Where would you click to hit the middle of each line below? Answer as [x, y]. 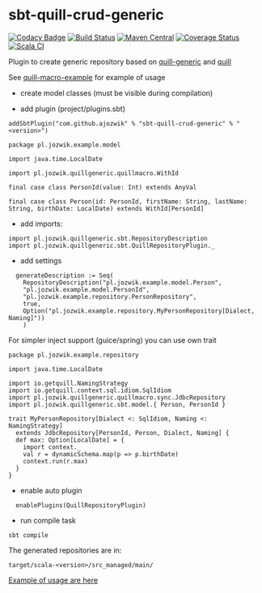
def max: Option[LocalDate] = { [70, 440]
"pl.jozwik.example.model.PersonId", [87, 289]
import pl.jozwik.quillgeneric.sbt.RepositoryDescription [108, 238]
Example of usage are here [53, 580]
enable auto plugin [51, 490]
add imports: [41, 224]
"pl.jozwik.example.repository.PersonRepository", [110, 296]
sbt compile [28, 535]
